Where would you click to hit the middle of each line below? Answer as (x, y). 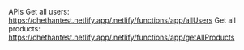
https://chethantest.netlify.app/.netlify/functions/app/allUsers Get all (122, 20)
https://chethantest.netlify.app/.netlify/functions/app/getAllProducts (122, 37)
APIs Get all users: (39, 12)
